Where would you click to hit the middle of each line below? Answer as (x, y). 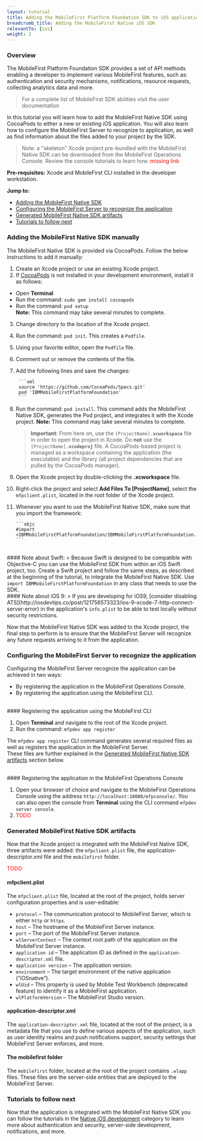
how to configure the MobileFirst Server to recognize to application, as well (100, 130)
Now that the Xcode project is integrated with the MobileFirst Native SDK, (98, 844)
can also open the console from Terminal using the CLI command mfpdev (106, 803)
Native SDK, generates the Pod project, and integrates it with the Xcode (104, 415)
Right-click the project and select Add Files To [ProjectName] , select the (106, 488)
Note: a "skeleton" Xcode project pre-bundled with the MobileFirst (104, 148)
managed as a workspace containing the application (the (101, 452)
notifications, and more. (36, 1131)
